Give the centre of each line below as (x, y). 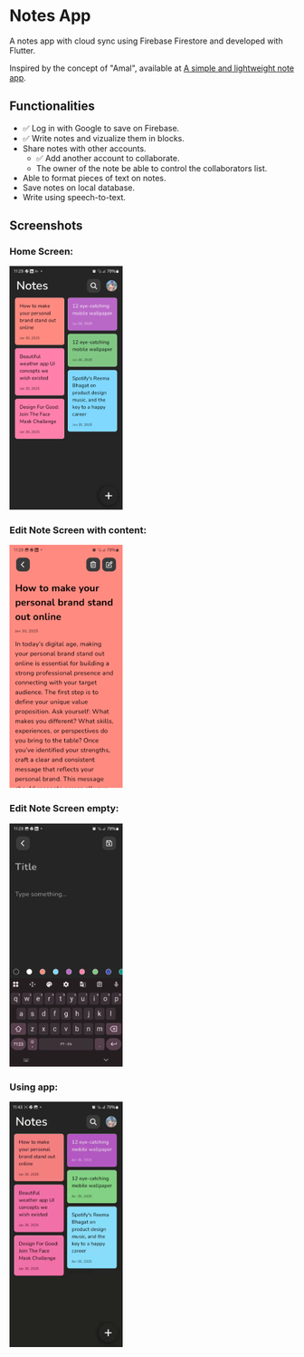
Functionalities (52, 107)
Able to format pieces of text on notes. (94, 178)
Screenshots (46, 226)
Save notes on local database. (79, 188)
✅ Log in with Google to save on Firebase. (101, 128)
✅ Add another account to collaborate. (108, 158)
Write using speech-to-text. (74, 197)
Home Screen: (42, 252)
